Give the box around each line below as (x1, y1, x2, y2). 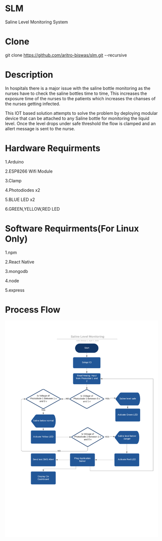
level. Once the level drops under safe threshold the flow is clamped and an (5, 120, 156, 126)
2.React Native (5, 259, 35, 265)
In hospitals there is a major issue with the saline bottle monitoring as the (5, 85, 151, 91)
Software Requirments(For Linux (5, 223, 139, 234)
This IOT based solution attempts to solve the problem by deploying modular (5, 110, 158, 116)
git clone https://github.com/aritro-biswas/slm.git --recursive (5, 52, 127, 58)
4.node (5, 278, 19, 284)
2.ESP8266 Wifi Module (5, 168, 53, 174)
